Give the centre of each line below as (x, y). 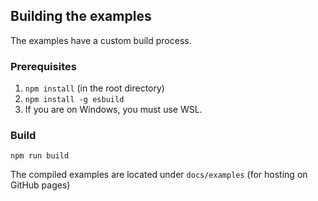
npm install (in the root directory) (94, 88)
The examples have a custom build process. (101, 40)
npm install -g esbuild (74, 100)
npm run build (40, 156)
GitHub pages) (40, 185)
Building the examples (81, 16)
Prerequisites (43, 66)
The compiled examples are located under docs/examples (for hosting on (159, 175)
